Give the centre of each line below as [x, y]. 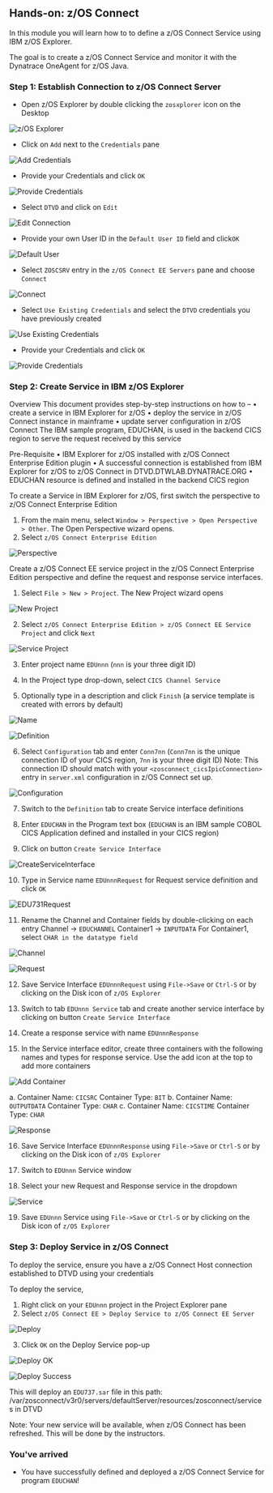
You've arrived [39, 1454]
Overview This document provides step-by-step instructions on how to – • [133, 404]
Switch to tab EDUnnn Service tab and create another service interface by [143, 1009]
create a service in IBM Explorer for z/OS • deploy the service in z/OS [126, 413]
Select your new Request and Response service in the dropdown [129, 1186]
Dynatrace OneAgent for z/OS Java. [69, 66]
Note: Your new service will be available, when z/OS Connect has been [128, 1424]
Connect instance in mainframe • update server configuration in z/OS [125, 421]
